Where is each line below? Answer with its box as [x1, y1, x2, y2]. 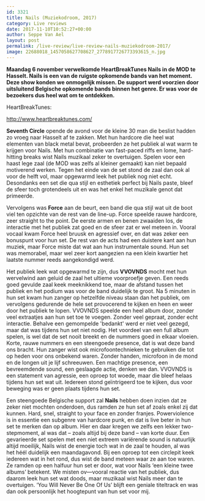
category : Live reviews [6, 20, 67, 26]
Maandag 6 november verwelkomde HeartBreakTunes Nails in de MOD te [6, 65, 196, 73]
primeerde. [6, 192, 34, 199]
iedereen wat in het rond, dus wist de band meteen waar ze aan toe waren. [6, 455, 195, 462]
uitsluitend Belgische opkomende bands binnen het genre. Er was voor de [6, 85, 198, 92]
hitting [6, 153, 23, 160]
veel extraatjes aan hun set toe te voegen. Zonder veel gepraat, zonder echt [6, 313, 198, 321]
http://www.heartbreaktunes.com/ [6, 115, 92, 122]
